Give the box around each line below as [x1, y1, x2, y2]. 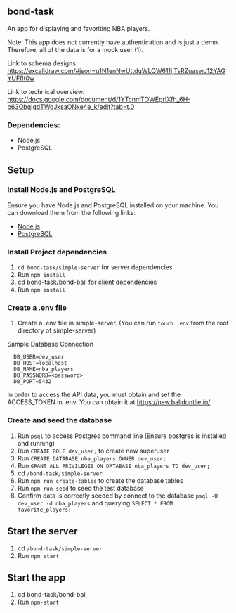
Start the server [7, 525, 79, 537]
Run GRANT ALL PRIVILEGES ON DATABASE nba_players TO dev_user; [17, 461, 211, 470]
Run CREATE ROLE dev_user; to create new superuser [17, 446, 170, 455]
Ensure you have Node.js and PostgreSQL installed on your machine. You [7, 200, 219, 209]
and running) [17, 439, 55, 447]
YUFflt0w [7, 74, 35, 82]
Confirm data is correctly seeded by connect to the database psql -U [17, 491, 218, 500]
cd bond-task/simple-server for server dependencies [17, 263, 173, 271]
